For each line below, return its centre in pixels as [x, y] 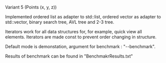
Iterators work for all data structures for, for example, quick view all [74, 31]
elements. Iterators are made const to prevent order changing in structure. [81, 37]
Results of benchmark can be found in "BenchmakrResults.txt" [69, 56]
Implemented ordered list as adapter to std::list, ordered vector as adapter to [83, 17]
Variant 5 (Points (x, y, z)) [31, 7]
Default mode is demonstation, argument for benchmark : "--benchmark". [80, 46]
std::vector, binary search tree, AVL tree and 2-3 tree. [60, 22]
